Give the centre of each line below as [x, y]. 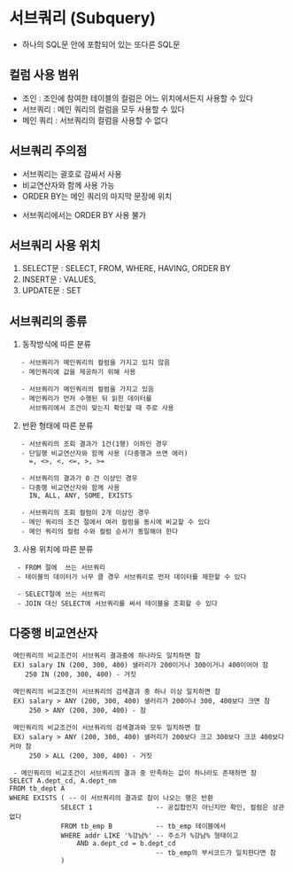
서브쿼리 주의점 [48, 151]
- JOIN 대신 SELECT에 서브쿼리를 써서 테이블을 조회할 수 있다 [118, 604]
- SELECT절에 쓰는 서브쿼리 [62, 595]
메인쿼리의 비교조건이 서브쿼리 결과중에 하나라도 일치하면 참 [107, 656]
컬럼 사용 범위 [44, 75]
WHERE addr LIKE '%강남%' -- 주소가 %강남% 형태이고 [150, 836]
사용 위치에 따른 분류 [58, 550]
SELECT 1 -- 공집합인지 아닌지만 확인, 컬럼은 [165, 807]
